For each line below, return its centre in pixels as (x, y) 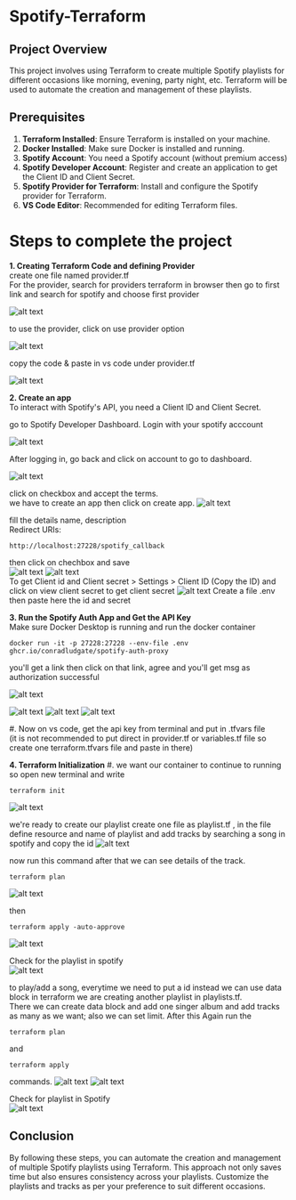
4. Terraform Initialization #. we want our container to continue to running (145, 765)
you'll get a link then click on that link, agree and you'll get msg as (130, 667)
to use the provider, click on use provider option (97, 328)
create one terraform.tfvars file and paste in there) (101, 747)
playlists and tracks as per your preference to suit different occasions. (137, 1186)
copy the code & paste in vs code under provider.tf (102, 363)
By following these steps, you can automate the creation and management (145, 1157)
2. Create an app (40, 397)
